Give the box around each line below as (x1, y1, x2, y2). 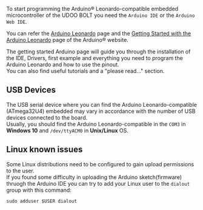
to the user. (6, 167, 35, 174)
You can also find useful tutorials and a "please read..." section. (6, 67, 165, 75)
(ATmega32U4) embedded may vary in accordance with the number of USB (6, 107, 196, 115)
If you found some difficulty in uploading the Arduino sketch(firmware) (6, 173, 182, 181)
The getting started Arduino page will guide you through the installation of (6, 48, 191, 55)
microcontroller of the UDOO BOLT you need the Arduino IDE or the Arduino (6, 12, 195, 19)
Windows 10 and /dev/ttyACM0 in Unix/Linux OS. (6, 127, 129, 134)
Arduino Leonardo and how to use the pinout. (6, 61, 119, 68)
